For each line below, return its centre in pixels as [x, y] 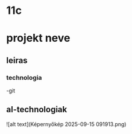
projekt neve [38, 38]
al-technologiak [37, 110]
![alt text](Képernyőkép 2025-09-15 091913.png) [66, 124]
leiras [17, 60]
